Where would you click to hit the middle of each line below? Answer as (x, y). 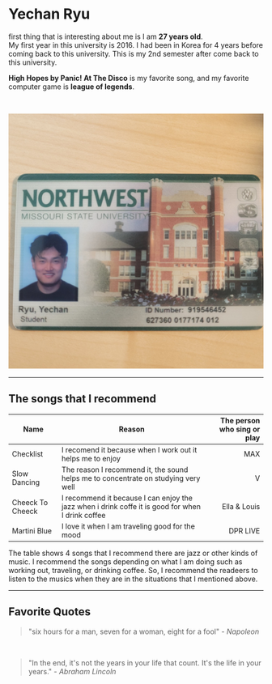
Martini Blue (32, 530)
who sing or (240, 429)
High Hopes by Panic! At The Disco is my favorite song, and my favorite (129, 78)
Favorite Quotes (50, 612)
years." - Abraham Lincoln (72, 671)
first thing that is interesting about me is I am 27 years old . (106, 36)
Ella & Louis (241, 506)
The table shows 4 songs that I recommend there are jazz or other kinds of (133, 553)
